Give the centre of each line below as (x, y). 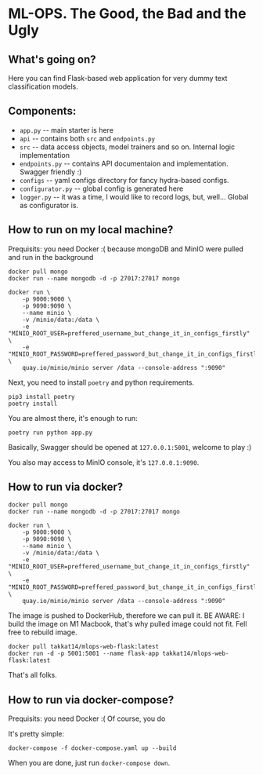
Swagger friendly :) (50, 172)
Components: (42, 111)
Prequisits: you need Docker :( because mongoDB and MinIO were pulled (126, 249)
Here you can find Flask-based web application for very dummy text (118, 78)
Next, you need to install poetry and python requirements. (101, 382)
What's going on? (52, 59)
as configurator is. (49, 205)
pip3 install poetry (42, 397)
